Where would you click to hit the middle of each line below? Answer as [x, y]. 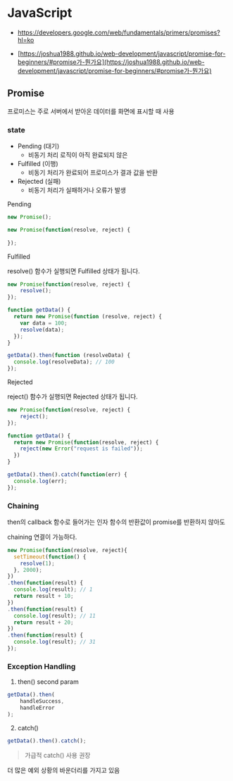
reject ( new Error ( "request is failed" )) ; [81, 449]
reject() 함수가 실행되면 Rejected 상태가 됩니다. [73, 396]
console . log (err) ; [41, 481]
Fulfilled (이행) [38, 164]
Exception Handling [42, 666]
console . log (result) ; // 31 [55, 642]
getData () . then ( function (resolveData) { [69, 356]
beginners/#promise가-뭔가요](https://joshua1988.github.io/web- [111, 62]
